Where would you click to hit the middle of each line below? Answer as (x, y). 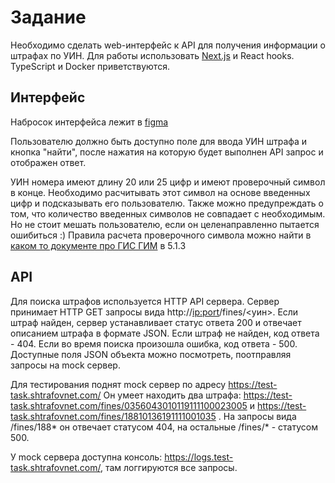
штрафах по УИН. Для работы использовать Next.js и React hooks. (152, 55)
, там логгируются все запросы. (168, 467)
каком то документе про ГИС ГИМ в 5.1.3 (98, 245)
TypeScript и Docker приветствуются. (90, 66)
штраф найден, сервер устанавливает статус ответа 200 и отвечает (156, 322)
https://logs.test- (199, 457)
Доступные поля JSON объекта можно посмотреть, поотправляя (151, 354)
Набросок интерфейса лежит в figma (89, 122)
